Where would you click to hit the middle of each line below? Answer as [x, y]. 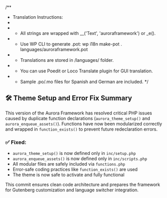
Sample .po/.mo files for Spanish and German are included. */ [84, 82]
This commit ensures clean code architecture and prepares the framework [83, 185]
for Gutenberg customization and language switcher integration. [72, 190]
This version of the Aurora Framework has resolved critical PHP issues [79, 113]
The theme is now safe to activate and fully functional [69, 175]
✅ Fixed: [16, 142]
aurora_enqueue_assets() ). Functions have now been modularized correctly [84, 124]
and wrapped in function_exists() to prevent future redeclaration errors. [81, 129]
